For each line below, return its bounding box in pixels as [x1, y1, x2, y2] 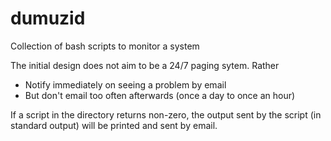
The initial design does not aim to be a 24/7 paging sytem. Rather [10, 59, 280, 71]
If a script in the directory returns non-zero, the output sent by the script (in [10, 108, 322, 121]
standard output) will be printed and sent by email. [10, 119, 218, 131]
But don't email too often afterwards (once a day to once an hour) [24, 89, 296, 101]
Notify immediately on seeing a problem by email [24, 78, 227, 91]
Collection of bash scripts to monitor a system [10, 40, 200, 52]
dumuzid [10, 7, 86, 30]
